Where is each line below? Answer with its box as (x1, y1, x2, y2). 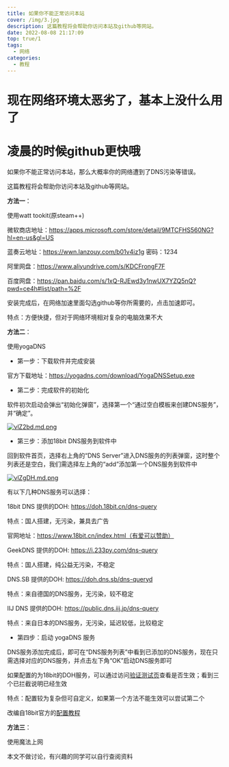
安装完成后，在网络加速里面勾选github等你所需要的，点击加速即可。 (7, 299, 199, 307)
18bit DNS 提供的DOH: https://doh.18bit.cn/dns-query (7, 502, 157, 510)
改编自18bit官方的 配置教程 (7, 708, 81, 716)
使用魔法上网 (7, 738, 43, 746)
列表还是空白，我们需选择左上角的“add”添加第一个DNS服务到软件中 (7, 460, 198, 468)
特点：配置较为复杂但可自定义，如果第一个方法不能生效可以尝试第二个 (7, 694, 205, 702)
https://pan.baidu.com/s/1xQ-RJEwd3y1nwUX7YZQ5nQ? (37, 277, 196, 285)
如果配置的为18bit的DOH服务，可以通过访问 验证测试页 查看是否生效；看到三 (7, 670, 220, 679)
